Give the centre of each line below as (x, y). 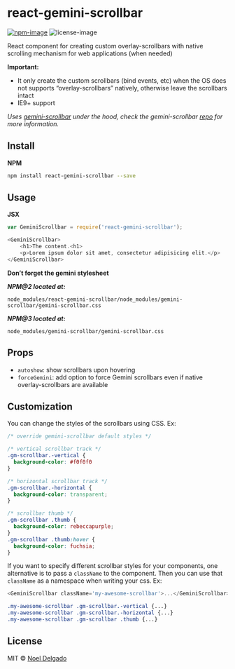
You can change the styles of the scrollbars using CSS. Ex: (92, 424)
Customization (40, 407)
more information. (33, 123)
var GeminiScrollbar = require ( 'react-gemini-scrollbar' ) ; (95, 227)
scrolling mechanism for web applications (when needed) (90, 53)
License (25, 641)
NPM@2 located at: (36, 286)
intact (26, 95)
